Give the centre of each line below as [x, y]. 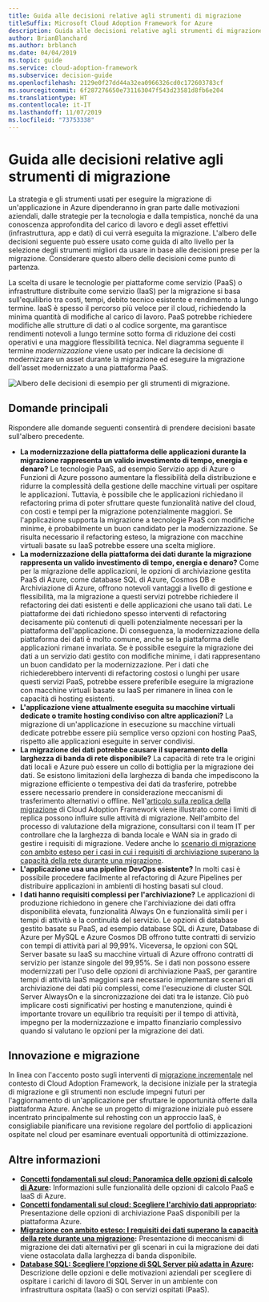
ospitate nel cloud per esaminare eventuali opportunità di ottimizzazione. [128, 1135]
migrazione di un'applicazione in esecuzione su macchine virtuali [127, 724]
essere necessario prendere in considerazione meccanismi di [121, 792]
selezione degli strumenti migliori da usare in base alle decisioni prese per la [134, 250]
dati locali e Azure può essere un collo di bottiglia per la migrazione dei [137, 767]
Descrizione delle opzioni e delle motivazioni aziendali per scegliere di [136, 1273]
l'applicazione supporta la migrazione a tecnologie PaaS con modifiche [137, 520]
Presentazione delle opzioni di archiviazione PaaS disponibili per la [130, 1213]
